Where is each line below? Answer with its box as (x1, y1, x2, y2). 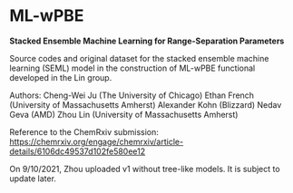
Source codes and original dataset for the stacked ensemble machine (9, 53, 269, 63)
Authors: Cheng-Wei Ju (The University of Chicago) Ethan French (9, 90, 255, 101)
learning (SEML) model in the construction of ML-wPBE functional (9, 63, 256, 73)
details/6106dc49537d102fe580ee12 (9, 146, 146, 157)
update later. (9, 173, 57, 184)
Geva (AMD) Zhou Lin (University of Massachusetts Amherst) (9, 109, 239, 120)
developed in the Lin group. (9, 72, 112, 82)
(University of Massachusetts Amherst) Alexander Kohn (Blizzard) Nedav (9, 99, 282, 110)
